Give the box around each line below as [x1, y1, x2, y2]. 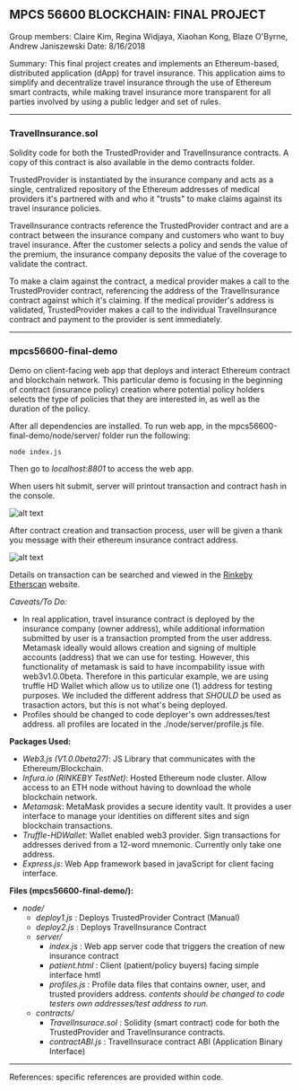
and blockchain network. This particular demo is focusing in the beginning [9, 374, 283, 385]
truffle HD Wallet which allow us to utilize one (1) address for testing [21, 681, 273, 691]
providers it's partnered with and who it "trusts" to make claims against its [9, 193, 282, 205]
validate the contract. [9, 259, 88, 269]
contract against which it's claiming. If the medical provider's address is [9, 295, 275, 306]
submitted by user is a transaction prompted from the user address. [21, 633, 272, 644]
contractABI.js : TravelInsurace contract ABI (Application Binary [48, 1036, 284, 1047]
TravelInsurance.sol [9, 127, 99, 139]
